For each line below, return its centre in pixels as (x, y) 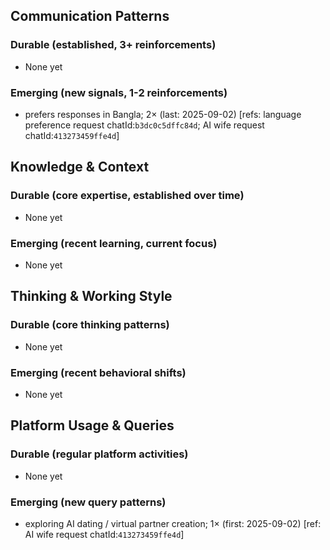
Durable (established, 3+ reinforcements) (113, 45)
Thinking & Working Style (91, 296)
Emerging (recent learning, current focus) (114, 243)
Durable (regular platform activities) (99, 454)
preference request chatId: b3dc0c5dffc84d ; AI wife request (144, 125)
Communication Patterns (90, 16)
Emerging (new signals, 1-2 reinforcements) (119, 92)
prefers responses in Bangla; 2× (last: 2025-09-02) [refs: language (163, 114)
